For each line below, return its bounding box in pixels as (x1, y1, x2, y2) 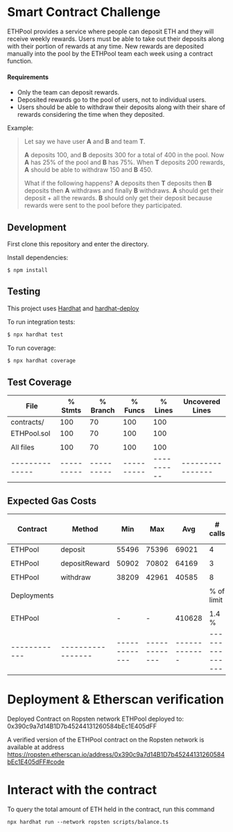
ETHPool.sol (10, 429, 51, 438)
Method (71, 525, 98, 534)
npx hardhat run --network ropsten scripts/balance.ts (7, 819, 169, 826)
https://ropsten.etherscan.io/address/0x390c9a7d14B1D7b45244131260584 (7, 751, 225, 759)
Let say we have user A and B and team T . (24, 137, 146, 146)
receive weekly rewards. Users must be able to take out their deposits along (7, 34, 225, 42)
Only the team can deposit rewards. (17, 88, 120, 97)
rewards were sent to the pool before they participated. (24, 201, 182, 209)
